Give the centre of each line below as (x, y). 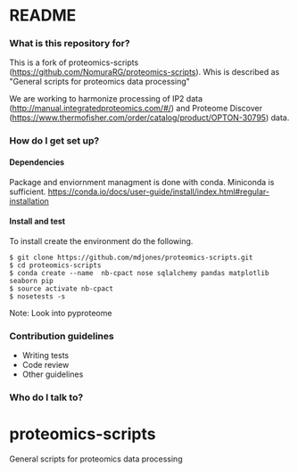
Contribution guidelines (62, 336)
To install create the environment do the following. (101, 241)
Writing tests (46, 355)
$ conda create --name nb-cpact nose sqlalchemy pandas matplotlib (139, 273)
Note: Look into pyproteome (61, 313)
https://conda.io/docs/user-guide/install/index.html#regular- (159, 192)
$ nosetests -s (37, 296)
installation (29, 200)
